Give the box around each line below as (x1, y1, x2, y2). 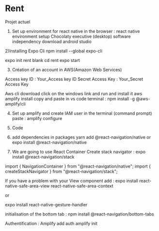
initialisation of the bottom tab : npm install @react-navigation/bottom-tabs (5, 211, 154, 217)
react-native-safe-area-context (50, 183, 113, 189)
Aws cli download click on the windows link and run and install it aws (5, 91, 143, 96)
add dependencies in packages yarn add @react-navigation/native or (12, 134, 151, 140)
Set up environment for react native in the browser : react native (12, 28, 140, 34)
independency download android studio (12, 38, 92, 44)
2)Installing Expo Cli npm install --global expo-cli (5, 48, 103, 54)
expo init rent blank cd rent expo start (5, 57, 80, 63)
